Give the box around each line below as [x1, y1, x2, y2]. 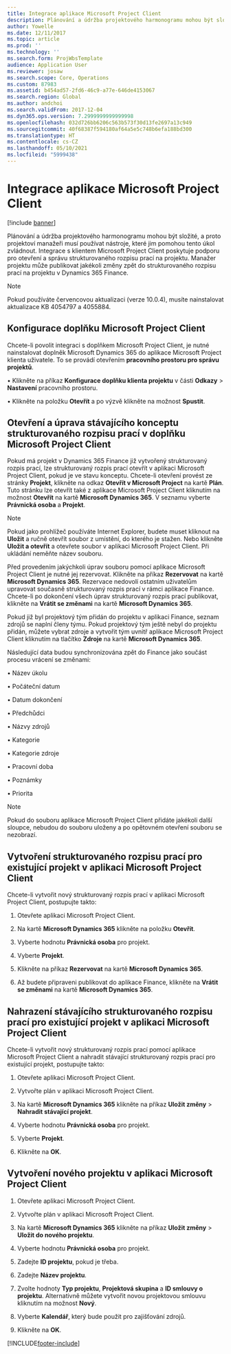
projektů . [7, 363, 34, 371]
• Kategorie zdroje [7, 749, 60, 758]
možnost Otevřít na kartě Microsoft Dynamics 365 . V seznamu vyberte [7, 493, 211, 502]
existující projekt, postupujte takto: [7, 1060, 105, 1068]
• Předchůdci [7, 709, 45, 718]
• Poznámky [7, 776, 43, 784]
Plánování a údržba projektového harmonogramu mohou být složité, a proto [7, 232, 221, 240]
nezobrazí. [7, 831, 38, 839]
